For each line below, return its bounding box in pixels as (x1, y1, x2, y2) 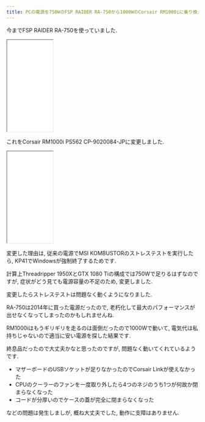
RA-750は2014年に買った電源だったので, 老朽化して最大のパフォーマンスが (6, 304, 195, 311)
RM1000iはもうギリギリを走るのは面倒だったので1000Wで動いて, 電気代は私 (6, 324, 198, 332)
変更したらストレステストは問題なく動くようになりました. (6, 291, 153, 298)
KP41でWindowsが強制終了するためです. (14, 257, 117, 264)
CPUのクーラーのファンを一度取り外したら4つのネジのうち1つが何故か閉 (15, 380, 198, 388)
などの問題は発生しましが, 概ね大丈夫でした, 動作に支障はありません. (6, 409, 180, 416)
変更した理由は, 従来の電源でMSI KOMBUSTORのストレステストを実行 (6, 249, 183, 256)
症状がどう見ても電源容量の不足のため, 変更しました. (20, 277, 153, 285)
